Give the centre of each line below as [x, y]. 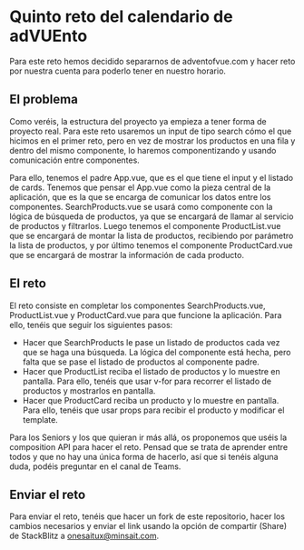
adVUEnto [49, 36]
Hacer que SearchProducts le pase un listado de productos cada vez [151, 342]
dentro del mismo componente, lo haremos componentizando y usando [143, 150]
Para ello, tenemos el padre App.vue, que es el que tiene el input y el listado [151, 177]
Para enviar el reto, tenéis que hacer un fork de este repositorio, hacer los [147, 516]
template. [40, 419]
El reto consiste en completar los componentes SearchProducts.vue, [137, 305]
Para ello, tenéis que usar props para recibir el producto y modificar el [153, 410]
